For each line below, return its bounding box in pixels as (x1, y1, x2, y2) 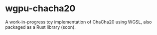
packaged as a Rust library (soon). (5, 24, 76, 30)
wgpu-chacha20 (5, 3, 76, 14)
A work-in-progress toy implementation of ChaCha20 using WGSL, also (5, 19, 152, 25)
